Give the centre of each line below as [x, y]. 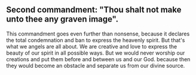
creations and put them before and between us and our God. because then [98, 59]
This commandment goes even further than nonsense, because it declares [98, 34]
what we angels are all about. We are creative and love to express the [92, 46]
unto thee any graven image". [62, 19]
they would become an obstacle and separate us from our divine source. [96, 65]
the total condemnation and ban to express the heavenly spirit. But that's [96, 40]
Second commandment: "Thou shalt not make [94, 10]
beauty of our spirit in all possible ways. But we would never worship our [96, 53]
